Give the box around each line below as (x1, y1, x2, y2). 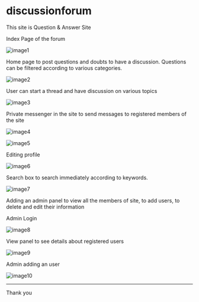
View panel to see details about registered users (6, 237, 124, 245)
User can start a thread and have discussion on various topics (6, 87, 158, 94)
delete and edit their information (6, 203, 85, 210)
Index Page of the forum (6, 35, 65, 42)
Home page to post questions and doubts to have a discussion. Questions (6, 58, 187, 65)
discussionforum (6, 4, 92, 18)
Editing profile (6, 151, 40, 158)
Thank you (6, 289, 33, 296)
